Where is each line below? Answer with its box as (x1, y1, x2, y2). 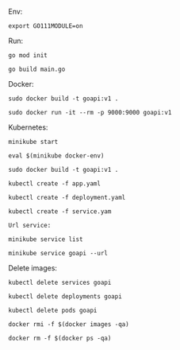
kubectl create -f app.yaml (8, 180, 101, 188)
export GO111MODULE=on (8, 22, 83, 30)
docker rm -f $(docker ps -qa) (8, 334, 112, 342)
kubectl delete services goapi (8, 278, 112, 286)
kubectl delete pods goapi (8, 306, 98, 314)
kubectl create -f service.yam (8, 208, 112, 216)
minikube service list (8, 235, 83, 243)
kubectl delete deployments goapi (8, 293, 123, 301)
